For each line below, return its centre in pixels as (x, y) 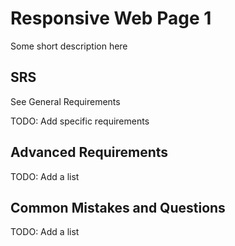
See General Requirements (65, 101)
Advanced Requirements (89, 152)
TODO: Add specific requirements (80, 121)
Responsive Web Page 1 (111, 18)
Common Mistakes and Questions (118, 207)
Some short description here (69, 46)
